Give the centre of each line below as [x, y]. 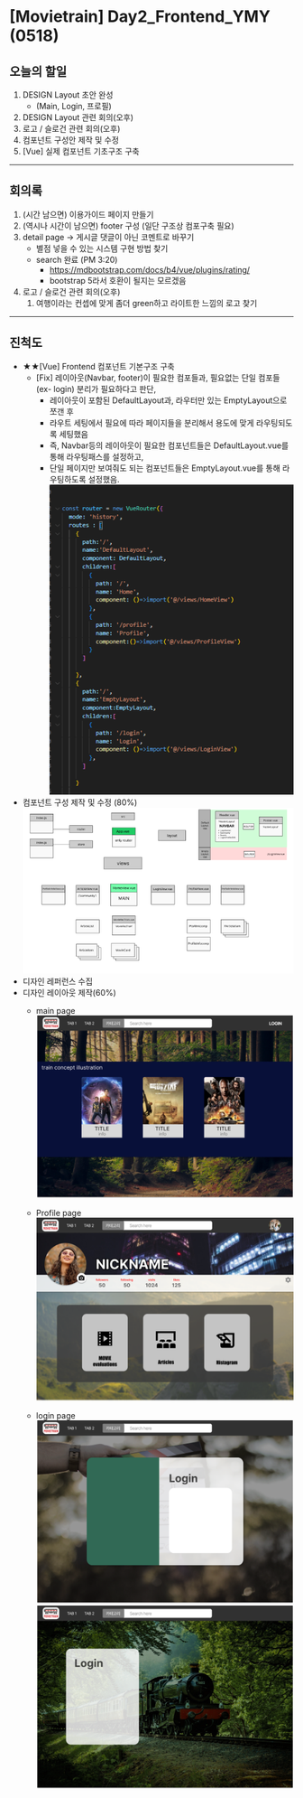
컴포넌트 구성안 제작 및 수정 [71, 140]
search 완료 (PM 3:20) [77, 259]
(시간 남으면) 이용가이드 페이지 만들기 [88, 214]
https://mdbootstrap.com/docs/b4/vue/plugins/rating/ [150, 269]
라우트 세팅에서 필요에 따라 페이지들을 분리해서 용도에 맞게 [151, 423]
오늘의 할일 [38, 71]
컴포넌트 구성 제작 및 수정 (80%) [80, 802]
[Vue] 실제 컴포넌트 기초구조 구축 [81, 151]
